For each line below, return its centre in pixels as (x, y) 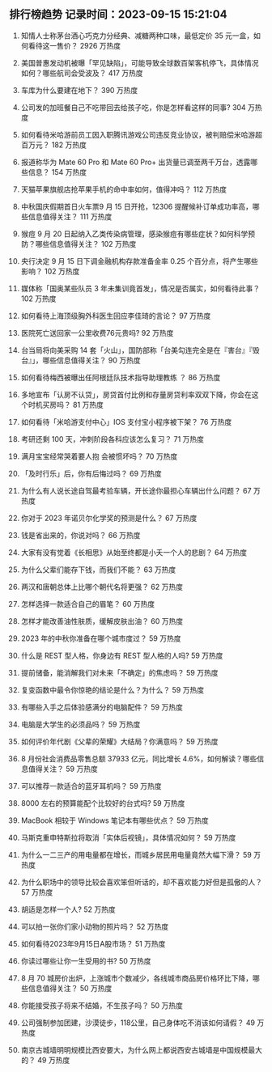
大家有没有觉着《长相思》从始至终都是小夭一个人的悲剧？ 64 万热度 (134, 552)
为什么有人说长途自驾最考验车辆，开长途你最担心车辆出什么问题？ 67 (136, 490)
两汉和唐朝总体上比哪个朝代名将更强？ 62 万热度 (102, 587)
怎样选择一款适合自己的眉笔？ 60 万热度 (88, 604)
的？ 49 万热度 (45, 1060)
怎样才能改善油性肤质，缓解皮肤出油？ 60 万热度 (102, 621)
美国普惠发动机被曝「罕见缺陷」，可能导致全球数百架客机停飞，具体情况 (140, 62)
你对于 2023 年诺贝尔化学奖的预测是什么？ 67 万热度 (109, 518)
